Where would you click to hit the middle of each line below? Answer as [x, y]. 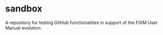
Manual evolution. [24, 27]
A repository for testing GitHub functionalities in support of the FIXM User [81, 22]
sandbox [24, 9]
